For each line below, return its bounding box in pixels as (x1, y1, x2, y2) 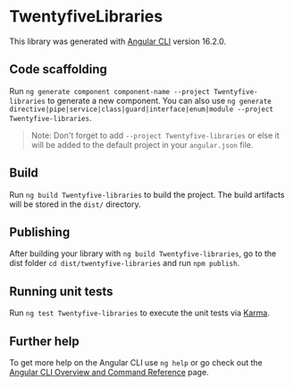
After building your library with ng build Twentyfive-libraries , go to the (9, 248, 277, 259)
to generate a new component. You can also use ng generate (47, 95, 272, 106)
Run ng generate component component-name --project (9, 85, 210, 96)
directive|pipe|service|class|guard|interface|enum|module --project (9, 105, 274, 114)
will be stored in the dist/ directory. (9, 199, 141, 210)
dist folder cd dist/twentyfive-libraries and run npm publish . (9, 258, 239, 269)
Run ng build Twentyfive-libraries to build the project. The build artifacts (9, 189, 285, 200)
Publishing (9, 224, 71, 239)
